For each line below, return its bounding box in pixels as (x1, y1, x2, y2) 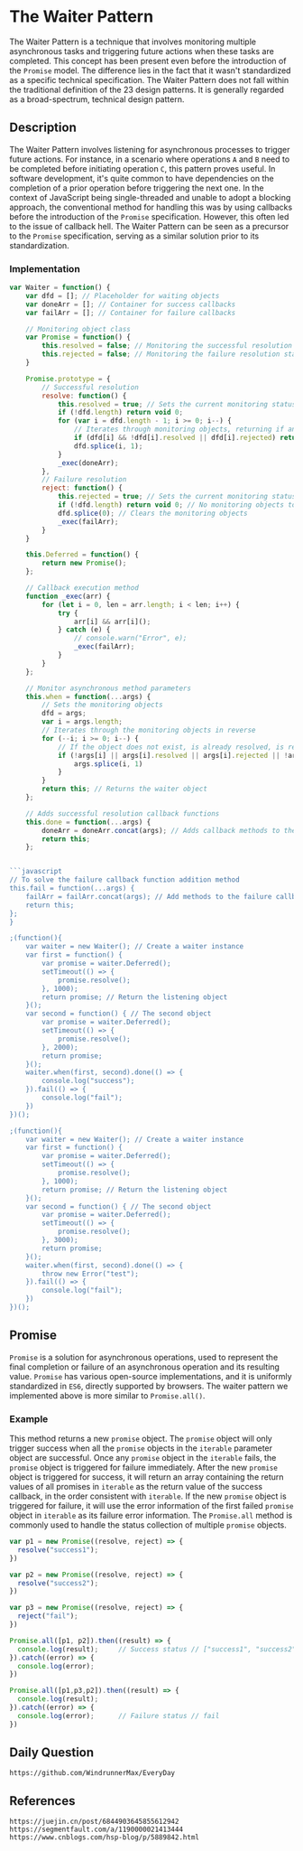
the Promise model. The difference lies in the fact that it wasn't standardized (9, 65, 291, 76)
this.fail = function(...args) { (9, 883, 135, 893)
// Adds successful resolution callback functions (25, 809, 220, 818)
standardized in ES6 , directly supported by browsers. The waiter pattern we (9, 1380, 289, 1391)
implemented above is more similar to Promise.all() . (9, 1389, 206, 1401)
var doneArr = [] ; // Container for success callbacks (25, 300, 236, 309)
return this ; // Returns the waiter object (41, 784, 207, 794)
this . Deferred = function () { (25, 550, 140, 559)
